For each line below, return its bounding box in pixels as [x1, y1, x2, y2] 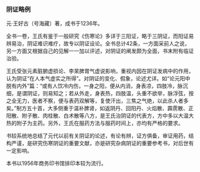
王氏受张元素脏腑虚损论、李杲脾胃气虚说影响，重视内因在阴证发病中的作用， [6, 67, 194, 75]
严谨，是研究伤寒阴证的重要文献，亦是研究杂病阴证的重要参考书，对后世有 [11, 140, 194, 147]
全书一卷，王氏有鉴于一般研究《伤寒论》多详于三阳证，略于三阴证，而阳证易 [6, 33, 194, 40]
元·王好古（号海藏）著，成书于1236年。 [6, 20, 103, 27]
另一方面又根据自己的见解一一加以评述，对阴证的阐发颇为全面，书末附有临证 [6, 48, 194, 55]
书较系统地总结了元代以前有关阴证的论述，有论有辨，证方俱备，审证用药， [6, 132, 189, 139]
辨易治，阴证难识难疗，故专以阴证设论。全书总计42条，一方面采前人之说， [6, 40, 190, 47]
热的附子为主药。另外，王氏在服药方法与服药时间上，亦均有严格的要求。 [6, 120, 183, 127]
